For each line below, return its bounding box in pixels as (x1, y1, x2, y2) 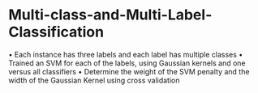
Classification (8, 23, 104, 41)
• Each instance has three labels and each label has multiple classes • (8, 49, 243, 59)
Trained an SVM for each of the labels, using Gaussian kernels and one (8, 58, 246, 68)
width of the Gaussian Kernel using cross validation (8, 75, 180, 85)
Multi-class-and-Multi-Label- (8, 6, 213, 24)
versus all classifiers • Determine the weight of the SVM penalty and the (8, 66, 250, 76)
